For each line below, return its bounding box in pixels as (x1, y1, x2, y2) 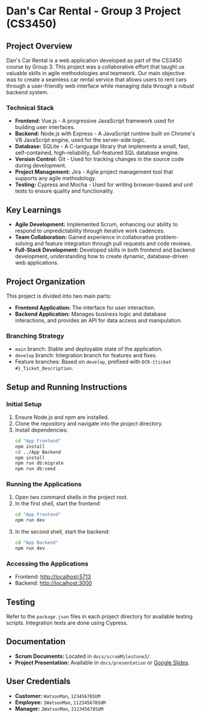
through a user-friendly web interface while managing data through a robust (6, 82, 194, 89)
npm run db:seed (14, 466, 56, 472)
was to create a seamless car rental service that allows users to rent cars (6, 76, 187, 83)
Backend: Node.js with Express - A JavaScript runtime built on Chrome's (14, 130, 196, 137)
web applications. (14, 259, 59, 267)
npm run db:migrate (14, 460, 64, 466)
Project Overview (6, 41, 73, 51)
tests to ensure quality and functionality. (14, 187, 115, 195)
